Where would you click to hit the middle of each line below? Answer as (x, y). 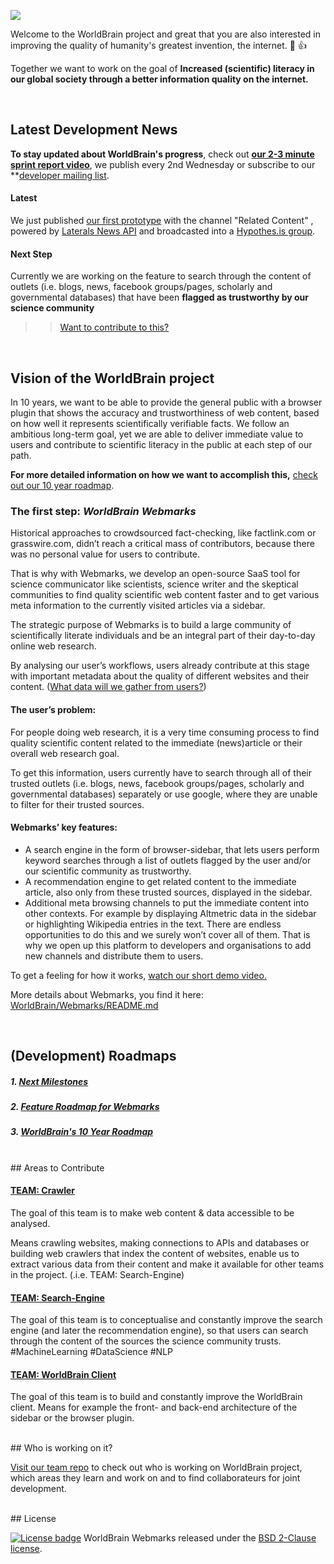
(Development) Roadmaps (93, 1056)
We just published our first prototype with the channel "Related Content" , (162, 221)
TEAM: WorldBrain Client (63, 1374)
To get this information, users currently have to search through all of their (161, 772)
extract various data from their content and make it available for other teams (167, 1264)
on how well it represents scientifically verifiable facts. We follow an (150, 424)
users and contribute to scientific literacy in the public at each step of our (161, 445)
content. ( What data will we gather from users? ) (108, 687)
